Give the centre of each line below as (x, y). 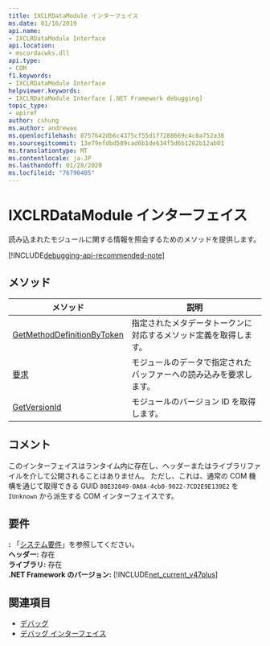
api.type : (25, 61)
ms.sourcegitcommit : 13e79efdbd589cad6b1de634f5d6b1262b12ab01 (117, 143)
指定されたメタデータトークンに (192, 323)
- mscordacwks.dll (39, 53)
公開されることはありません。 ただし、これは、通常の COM (149, 475)
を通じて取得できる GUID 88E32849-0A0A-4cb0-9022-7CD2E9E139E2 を (127, 486)
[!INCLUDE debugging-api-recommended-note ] (86, 255)
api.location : (32, 46)
